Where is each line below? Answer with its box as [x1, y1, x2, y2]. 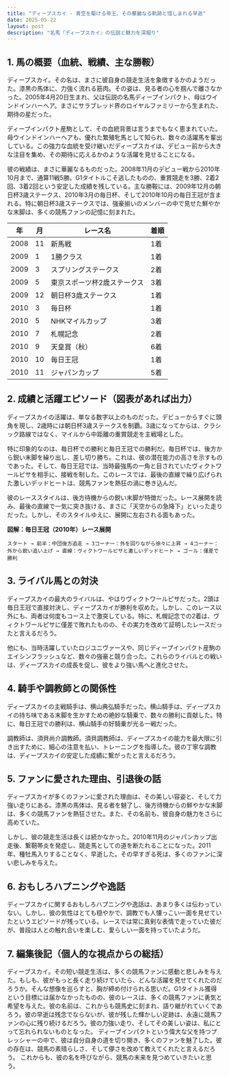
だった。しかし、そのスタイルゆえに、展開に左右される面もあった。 [7, 511, 199, 519]
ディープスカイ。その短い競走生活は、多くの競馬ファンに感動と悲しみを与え [7, 967, 222, 975]
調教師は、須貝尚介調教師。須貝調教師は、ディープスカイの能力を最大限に [7, 734, 217, 742]
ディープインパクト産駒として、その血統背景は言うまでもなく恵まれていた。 [7, 125, 221, 133]
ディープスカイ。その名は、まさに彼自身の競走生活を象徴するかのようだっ [7, 76, 216, 84]
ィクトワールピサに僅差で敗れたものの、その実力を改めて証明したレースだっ [7, 620, 223, 629]
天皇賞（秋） [51, 342, 92, 352]
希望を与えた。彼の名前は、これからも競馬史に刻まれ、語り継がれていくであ [7, 1001, 223, 1009]
